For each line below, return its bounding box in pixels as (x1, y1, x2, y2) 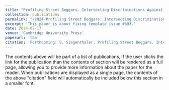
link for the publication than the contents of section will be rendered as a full (5, 58, 163, 65)
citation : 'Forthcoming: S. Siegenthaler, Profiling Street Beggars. (5, 40, 154, 45)
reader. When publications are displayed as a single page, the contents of (5, 69, 158, 75)
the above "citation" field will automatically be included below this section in (5, 74, 163, 80)
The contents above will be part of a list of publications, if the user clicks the (5, 53, 163, 59)
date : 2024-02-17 (5, 26, 42, 31)
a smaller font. (5, 80, 35, 86)
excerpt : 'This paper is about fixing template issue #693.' (5, 21, 136, 26)
